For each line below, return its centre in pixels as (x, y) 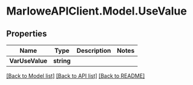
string (62, 61)
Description (94, 51)
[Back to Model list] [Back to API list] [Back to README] (76, 76)
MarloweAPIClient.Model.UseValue (97, 11)
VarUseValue (28, 61)
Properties (27, 34)
